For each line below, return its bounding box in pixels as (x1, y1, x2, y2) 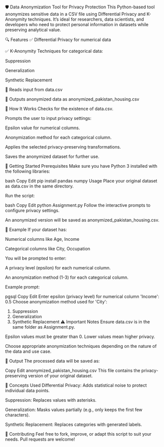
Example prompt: (5, 284, 40, 290)
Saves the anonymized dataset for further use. (5, 153, 99, 159)
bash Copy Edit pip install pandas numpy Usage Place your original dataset (5, 178, 158, 184)
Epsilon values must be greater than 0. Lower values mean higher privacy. (5, 334, 155, 339)
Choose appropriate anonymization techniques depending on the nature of (5, 343, 157, 349)
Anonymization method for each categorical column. (5, 135, 112, 140)
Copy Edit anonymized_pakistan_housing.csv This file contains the (5, 368, 140, 373)
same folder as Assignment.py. (12, 324, 75, 330)
